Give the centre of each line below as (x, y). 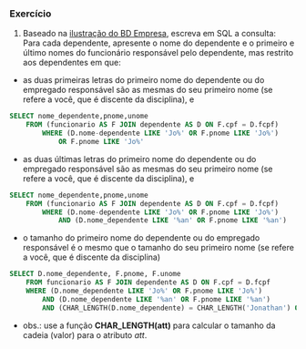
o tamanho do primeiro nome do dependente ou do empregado (141, 238)
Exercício (31, 14)
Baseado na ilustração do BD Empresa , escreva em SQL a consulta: (149, 34)
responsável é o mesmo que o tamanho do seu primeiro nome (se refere (158, 248)
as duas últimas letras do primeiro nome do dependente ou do (139, 159)
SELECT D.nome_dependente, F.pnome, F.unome (95, 274)
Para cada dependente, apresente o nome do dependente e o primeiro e (158, 43)
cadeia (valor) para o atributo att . (85, 334)
